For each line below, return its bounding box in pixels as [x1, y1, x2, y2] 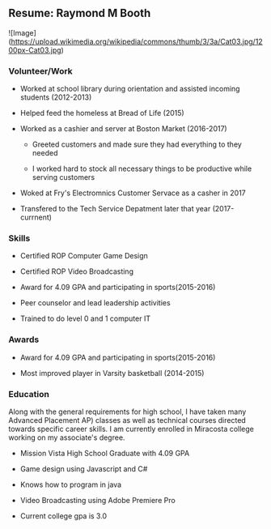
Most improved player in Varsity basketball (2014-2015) [19, 368, 205, 378]
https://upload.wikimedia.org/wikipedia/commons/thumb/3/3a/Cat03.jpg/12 [11, 36, 263, 46]
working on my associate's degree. [8, 433, 125, 442]
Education [8, 388, 50, 399]
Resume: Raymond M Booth [8, 6, 151, 20]
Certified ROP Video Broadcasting [19, 267, 133, 276]
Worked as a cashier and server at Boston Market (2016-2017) [19, 124, 228, 134]
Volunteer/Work [8, 65, 73, 76]
